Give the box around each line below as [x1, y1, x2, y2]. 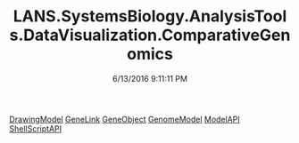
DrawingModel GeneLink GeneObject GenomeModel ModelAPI [9, 114, 241, 124]
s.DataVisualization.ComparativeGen [9, 25, 291, 45]
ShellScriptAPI [9, 123, 62, 134]
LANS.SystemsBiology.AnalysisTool [12, 6, 287, 27]
